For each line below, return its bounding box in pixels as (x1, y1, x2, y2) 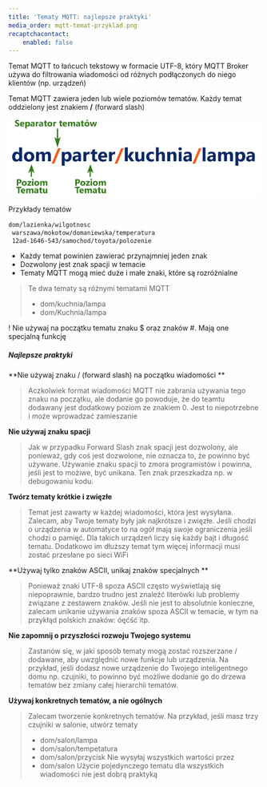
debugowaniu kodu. (27, 477, 94, 486)
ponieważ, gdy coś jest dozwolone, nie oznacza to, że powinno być (27, 451, 250, 461)
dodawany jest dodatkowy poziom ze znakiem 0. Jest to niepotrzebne (27, 403, 259, 413)
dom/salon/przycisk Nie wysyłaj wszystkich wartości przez (39, 753, 235, 762)
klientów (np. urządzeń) (8, 79, 86, 88)
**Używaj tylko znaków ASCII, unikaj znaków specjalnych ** (8, 566, 209, 575)
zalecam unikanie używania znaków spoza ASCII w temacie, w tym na (27, 607, 258, 616)
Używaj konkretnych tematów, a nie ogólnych (8, 696, 162, 705)
